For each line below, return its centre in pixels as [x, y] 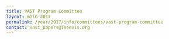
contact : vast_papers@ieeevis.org [48, 27]
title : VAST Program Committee [44, 11]
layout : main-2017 [28, 17]
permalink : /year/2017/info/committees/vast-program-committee [85, 22]
